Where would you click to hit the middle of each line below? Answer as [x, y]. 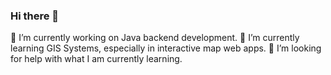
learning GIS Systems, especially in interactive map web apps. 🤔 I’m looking [166, 48]
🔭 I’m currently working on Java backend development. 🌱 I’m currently [155, 38]
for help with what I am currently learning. [96, 59]
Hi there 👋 [35, 16]
